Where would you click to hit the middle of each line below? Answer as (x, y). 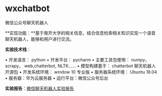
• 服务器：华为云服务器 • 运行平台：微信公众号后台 (57, 78)
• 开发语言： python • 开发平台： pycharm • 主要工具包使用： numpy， (77, 59)
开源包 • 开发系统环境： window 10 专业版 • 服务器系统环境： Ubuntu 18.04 (81, 72)
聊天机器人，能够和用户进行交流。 (40, 39)
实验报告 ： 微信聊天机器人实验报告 (40, 88)
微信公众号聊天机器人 (27, 22)
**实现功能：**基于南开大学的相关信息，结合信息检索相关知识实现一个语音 (81, 33)
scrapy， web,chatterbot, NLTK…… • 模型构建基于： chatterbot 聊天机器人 (81, 66)
